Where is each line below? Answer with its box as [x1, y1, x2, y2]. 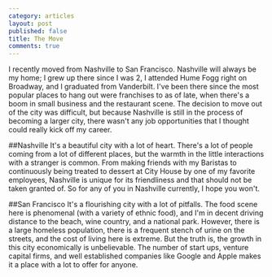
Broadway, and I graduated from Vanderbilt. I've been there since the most [8, 82, 259, 92]
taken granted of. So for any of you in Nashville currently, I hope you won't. [8, 184, 261, 193]
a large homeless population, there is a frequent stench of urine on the [8, 225, 245, 236]
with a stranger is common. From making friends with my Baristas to [8, 158, 238, 167]
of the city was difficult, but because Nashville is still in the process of [8, 107, 243, 118]
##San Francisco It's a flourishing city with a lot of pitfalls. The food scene [8, 200, 258, 210]
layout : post [8, 19, 53, 28]
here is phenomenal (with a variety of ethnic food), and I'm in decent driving [8, 208, 264, 218]
